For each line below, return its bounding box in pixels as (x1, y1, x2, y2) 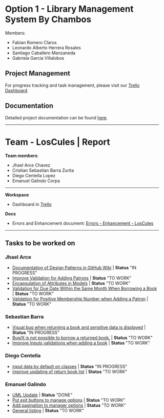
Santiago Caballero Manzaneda (12, 50, 76, 56)
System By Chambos (5, 14, 92, 25)
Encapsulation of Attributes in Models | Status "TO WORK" (12, 280, 131, 286)
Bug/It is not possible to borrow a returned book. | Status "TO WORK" (12, 335, 153, 341)
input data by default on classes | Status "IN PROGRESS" (12, 363, 128, 369)
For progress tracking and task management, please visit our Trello (5, 82, 140, 88)
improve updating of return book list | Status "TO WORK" (12, 369, 127, 374)
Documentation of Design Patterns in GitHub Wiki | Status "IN (12, 265, 137, 271)
